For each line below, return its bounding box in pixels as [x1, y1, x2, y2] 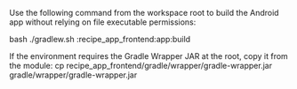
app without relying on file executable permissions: [9, 17, 197, 27]
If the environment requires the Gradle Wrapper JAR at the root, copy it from [9, 51, 289, 61]
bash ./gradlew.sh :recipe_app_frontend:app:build [9, 34, 191, 44]
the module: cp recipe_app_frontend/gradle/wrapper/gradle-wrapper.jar [9, 61, 273, 70]
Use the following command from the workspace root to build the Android [9, 8, 279, 18]
